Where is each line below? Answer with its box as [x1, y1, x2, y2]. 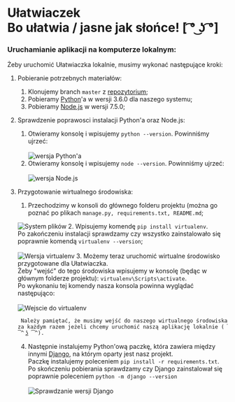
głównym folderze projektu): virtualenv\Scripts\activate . [17, 274, 187, 282]
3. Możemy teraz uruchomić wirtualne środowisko [76, 252, 220, 260]
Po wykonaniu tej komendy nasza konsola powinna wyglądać [17, 282, 194, 290]
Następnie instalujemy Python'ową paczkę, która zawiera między [27, 343, 215, 351]
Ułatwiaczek [7, 5, 81, 21]
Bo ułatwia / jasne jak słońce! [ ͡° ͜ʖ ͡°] [7, 20, 219, 36]
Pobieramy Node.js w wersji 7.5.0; [27, 103, 126, 111]
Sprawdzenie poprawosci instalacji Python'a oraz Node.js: [17, 116, 185, 124]
